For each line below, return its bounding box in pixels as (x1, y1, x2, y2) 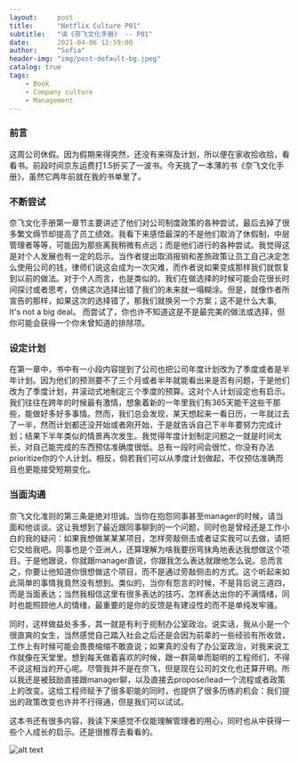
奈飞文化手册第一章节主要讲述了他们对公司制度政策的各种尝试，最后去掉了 (9, 217, 282, 228)
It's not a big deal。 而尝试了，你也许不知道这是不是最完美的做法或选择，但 (9, 306, 286, 317)
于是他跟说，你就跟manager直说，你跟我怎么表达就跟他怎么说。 (24, 555, 261, 565)
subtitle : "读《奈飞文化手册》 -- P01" (9, 29, 153, 38)
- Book (25, 79, 50, 88)
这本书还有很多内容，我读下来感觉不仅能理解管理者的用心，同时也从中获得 (9, 715, 282, 726)
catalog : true (9, 63, 62, 72)
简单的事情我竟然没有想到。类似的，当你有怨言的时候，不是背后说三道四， (16, 577, 290, 588)
